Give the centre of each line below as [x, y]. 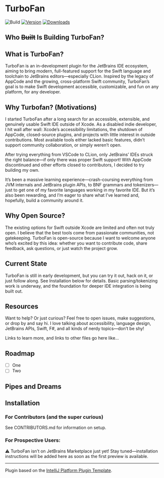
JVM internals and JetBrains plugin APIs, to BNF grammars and [69, 184]
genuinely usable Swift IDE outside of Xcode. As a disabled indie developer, [81, 124]
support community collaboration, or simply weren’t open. [63, 145]
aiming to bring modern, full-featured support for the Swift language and [78, 71]
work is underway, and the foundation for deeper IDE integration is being [78, 286]
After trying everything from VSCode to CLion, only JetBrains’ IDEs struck [79, 154]
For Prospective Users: [33, 440]
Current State [26, 264]
